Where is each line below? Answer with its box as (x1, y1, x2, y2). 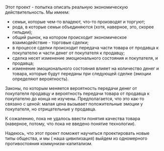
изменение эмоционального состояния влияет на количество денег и (12, 65, 159, 71)
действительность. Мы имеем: (5, 9, 70, 15)
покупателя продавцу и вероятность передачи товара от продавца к (5, 90, 150, 96)
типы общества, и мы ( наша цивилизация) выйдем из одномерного (5, 135, 148, 141)
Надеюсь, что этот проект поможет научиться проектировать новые (5, 130, 150, 136)
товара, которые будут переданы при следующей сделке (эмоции (12, 71, 151, 76)
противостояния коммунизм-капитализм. (5, 141, 93, 146)
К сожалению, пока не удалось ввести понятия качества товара (5, 116, 141, 121)
